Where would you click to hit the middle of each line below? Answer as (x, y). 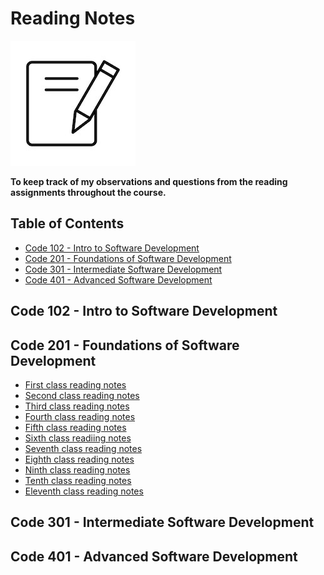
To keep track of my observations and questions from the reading (149, 181)
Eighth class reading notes (79, 459)
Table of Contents (67, 223)
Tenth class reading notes (78, 480)
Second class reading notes (82, 395)
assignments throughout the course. (88, 192)
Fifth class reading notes (75, 427)
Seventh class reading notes (83, 448)
